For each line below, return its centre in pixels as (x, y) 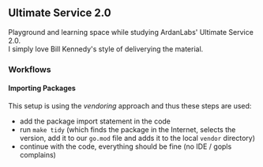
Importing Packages (42, 88)
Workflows (30, 69)
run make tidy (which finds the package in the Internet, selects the (128, 129)
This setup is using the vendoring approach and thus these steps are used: (130, 105)
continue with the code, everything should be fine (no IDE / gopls (126, 146)
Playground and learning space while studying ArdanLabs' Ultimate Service (131, 32)
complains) (38, 154)
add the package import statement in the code (95, 121)
